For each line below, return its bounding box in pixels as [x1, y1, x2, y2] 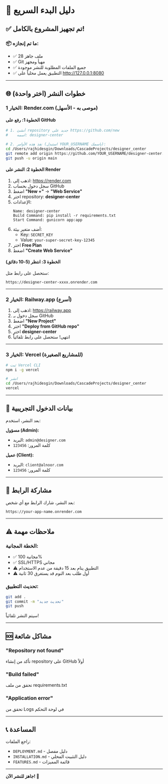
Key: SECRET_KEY [20, 231, 53, 237]
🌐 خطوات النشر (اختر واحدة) [5, 90, 86, 98]
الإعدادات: [12, 199, 32, 205]
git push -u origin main [5, 155, 57, 161]
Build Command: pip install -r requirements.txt [12, 213, 116, 218]
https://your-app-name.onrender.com [5, 509, 82, 514]
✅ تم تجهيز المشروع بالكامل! [5, 25, 85, 33]
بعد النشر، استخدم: [5, 417, 41, 423]
